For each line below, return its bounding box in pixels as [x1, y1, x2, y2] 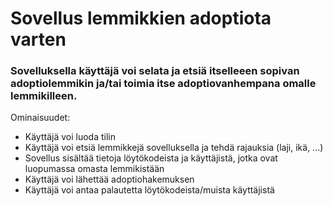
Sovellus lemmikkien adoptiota [10, 7, 272, 30]
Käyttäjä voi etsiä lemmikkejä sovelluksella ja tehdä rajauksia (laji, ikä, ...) [24, 142, 324, 154]
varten [10, 28, 67, 51]
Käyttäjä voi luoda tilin [24, 131, 116, 143]
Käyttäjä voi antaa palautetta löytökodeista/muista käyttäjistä [24, 184, 275, 196]
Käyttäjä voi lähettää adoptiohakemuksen [24, 173, 195, 186]
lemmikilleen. [10, 89, 78, 103]
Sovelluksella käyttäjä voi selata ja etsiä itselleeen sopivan [10, 64, 300, 78]
